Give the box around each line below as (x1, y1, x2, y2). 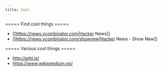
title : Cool (5, 7, 30, 12)
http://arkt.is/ (12, 55, 40, 61)
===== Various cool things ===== (5, 45, 76, 51)
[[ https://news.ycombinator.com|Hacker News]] (12, 30, 110, 36)
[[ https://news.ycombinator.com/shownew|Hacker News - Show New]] (12, 36, 158, 42)
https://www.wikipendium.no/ (12, 60, 73, 66)
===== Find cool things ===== (5, 21, 69, 27)
